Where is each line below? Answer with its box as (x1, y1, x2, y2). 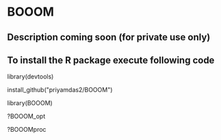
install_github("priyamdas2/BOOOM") (7, 86, 113, 94)
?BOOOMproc (7, 126, 47, 134)
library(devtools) (7, 72, 54, 81)
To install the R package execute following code (7, 54, 215, 66)
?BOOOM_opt (7, 112, 46, 120)
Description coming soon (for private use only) (7, 31, 211, 43)
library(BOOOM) (7, 99, 53, 107)
